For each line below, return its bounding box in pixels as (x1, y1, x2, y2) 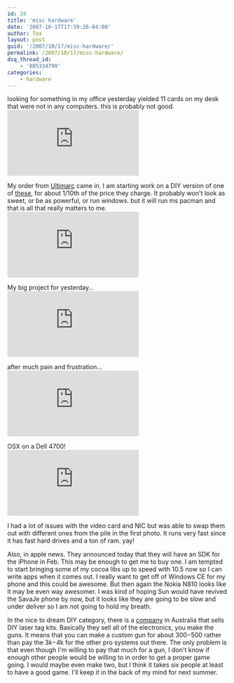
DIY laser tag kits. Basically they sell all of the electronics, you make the (7, 623, 214, 632)
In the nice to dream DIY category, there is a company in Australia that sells (7, 616, 225, 625)
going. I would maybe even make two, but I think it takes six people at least (7, 661, 223, 669)
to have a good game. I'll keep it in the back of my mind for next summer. (7, 668, 218, 677)
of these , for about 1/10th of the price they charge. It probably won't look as (7, 189, 226, 197)
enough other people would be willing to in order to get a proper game (7, 654, 210, 662)
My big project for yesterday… (7, 284, 95, 292)
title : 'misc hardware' (7, 17, 77, 24)
